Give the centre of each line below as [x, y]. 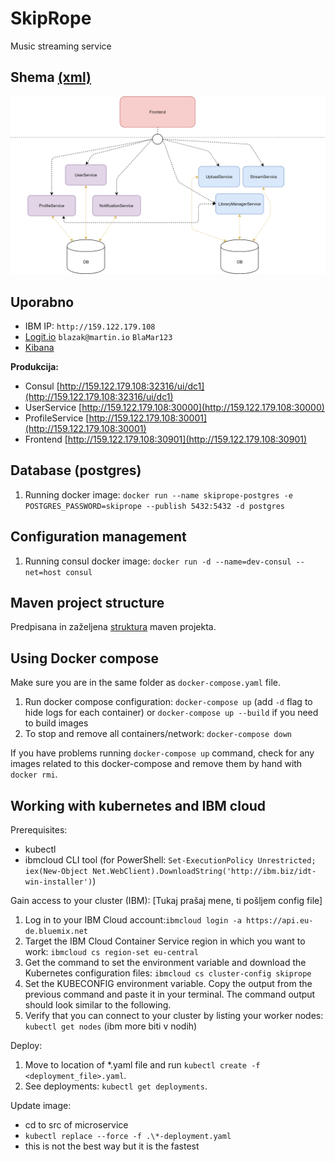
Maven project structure [87, 603]
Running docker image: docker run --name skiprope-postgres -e [158, 494]
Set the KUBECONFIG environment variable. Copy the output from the [168, 984]
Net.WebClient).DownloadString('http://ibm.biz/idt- [204, 872]
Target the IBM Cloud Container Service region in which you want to [165, 941]
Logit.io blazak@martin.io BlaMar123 [98, 337]
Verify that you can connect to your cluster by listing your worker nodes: [174, 1016]
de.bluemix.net [56, 932]
